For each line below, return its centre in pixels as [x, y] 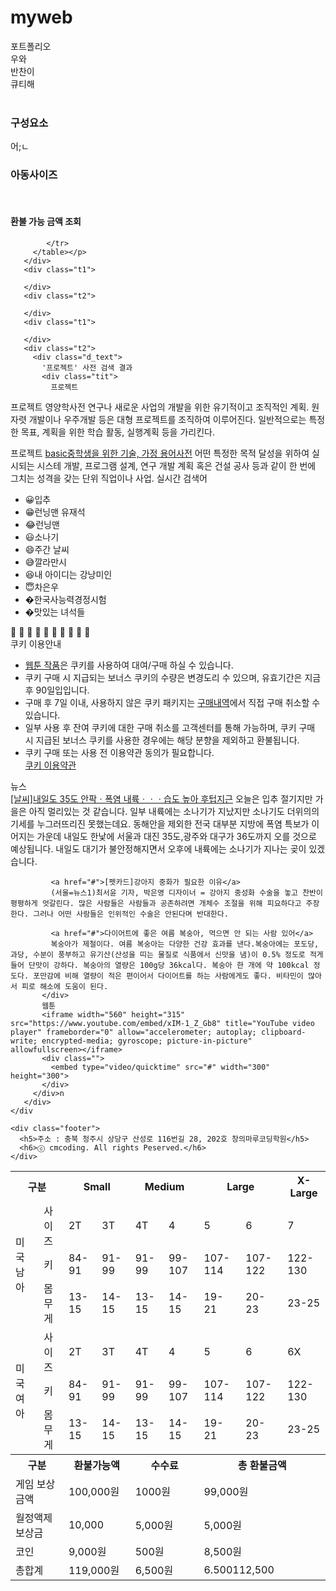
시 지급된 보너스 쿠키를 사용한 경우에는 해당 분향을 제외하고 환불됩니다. [162, 740]
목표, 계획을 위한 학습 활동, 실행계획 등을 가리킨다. [117, 432]
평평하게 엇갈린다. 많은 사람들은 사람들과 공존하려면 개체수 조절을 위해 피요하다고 [156, 903]
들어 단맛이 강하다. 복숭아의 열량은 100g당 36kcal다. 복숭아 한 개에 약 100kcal [160, 965]
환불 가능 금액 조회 [46, 222]
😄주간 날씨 [47, 549]
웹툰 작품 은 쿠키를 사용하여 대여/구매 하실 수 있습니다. [129, 665]
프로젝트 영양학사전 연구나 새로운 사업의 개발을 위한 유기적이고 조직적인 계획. [160, 407]
